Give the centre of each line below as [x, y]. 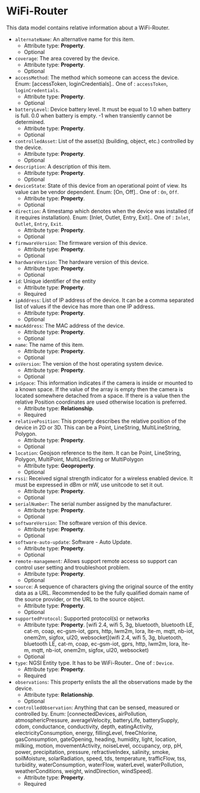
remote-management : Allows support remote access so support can [96, 561]
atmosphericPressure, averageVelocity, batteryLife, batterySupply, [97, 720]
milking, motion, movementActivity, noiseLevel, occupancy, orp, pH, [99, 745]
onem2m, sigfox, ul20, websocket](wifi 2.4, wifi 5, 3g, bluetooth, [103, 637]
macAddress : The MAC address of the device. [70, 325]
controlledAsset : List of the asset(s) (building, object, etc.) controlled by [104, 141]
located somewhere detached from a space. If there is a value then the [102, 395]
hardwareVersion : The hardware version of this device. [82, 262]
